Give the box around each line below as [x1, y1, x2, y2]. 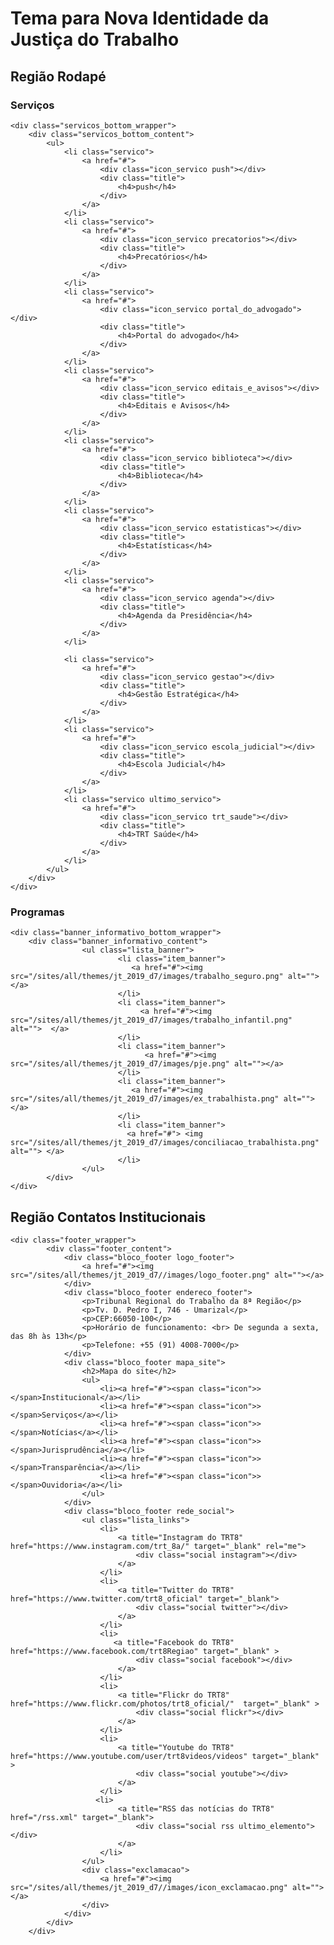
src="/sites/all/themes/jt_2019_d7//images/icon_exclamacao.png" [10, 1882, 288, 1892]
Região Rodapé [10, 68, 107, 85]
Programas [10, 905, 65, 919]
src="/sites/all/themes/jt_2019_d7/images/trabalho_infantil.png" [10, 1015, 293, 1026]
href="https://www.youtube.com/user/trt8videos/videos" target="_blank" [10, 1751, 320, 1761]
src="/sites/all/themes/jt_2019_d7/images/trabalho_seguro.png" [10, 972, 284, 982]
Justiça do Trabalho [10, 28, 180, 51]
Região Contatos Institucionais [10, 1208, 207, 1226]
